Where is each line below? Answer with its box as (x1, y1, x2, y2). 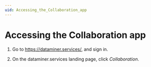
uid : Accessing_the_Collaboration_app (5, 7, 87, 13)
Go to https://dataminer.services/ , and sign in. (12, 46, 108, 52)
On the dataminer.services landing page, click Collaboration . (12, 56, 139, 62)
